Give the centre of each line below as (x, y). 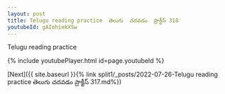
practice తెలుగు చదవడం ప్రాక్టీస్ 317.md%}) (64, 82)
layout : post (27, 14)
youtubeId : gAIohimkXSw (42, 27)
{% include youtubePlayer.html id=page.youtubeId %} (86, 61)
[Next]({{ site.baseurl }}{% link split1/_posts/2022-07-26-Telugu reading (112, 74)
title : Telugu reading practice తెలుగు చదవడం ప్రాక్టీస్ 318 (93, 20)
